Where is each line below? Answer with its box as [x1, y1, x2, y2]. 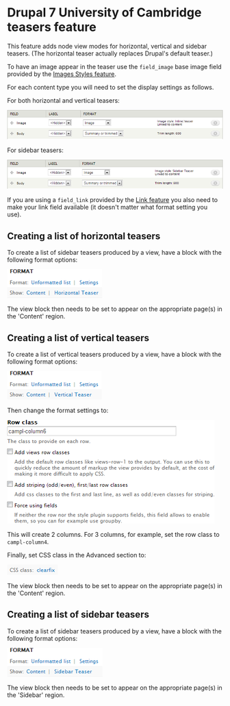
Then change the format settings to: [7, 406, 109, 414]
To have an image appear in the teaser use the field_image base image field [7, 62, 222, 71]
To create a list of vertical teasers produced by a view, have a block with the [7, 350, 222, 358]
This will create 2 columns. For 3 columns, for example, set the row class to [7, 530, 220, 538]
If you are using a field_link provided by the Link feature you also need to [7, 196, 218, 204]
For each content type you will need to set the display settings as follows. [7, 83, 214, 91]
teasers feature [7, 19, 97, 35]
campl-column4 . [7, 538, 49, 546]
